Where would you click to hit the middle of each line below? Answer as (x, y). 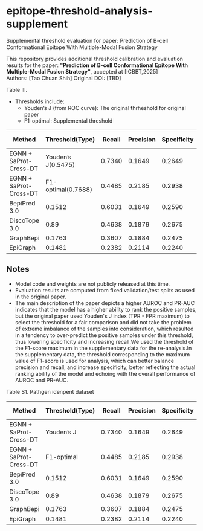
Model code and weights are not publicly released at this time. (92, 284)
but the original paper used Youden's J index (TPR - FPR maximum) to (102, 316)
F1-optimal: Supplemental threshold (68, 121)
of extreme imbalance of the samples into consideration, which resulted (104, 329)
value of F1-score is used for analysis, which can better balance (94, 361)
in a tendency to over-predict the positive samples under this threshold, (104, 335)
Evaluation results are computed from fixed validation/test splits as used (105, 290)
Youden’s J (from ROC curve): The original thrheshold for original (105, 108)
